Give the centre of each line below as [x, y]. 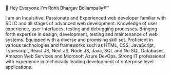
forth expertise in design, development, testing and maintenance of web [82, 34]
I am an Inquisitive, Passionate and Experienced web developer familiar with [85, 18]
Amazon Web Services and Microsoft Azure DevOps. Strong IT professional [85, 56]
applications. [19, 67]
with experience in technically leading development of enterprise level [80, 61]
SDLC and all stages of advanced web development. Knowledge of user [81, 23]
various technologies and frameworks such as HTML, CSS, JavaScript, [80, 45]
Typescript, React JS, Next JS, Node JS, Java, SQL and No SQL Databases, [85, 51]
